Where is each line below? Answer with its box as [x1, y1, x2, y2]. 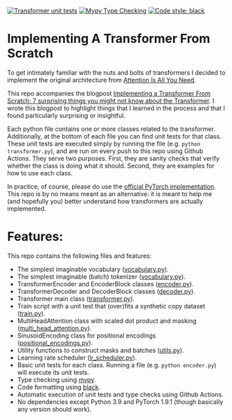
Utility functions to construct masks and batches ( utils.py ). [17, 346, 185, 354]
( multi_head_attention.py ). [17, 324, 92, 332]
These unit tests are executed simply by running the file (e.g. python [7, 139, 201, 148]
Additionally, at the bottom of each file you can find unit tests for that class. [7, 132, 222, 140]
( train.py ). [17, 309, 46, 317]
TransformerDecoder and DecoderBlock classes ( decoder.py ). [17, 287, 196, 295]
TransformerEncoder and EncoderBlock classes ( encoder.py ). [17, 279, 194, 288]
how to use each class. [7, 168, 73, 177]
